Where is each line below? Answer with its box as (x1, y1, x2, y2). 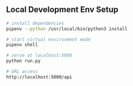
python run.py (6, 58, 41, 64)
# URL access (6, 69, 38, 75)
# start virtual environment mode (6, 37, 91, 42)
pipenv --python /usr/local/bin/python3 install (6, 26, 128, 32)
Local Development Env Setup (6, 5, 119, 15)
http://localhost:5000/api (6, 74, 72, 80)
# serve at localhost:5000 (6, 52, 72, 58)
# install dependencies (6, 20, 65, 26)
